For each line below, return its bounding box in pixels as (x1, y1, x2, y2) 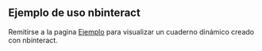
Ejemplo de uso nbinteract (8, 6, 141, 20)
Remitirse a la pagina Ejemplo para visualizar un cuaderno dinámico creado (8, 27, 255, 36)
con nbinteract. (8, 35, 58, 45)
